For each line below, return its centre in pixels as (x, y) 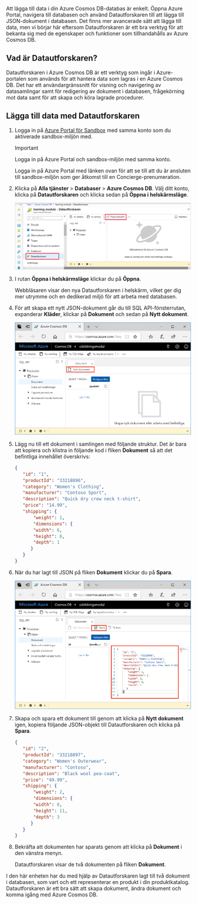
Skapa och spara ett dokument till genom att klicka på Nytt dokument (99, 719)
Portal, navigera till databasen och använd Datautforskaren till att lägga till (95, 15)
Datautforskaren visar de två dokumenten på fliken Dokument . (90, 865)
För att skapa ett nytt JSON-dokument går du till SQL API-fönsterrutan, (100, 308)
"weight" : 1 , (49, 517)
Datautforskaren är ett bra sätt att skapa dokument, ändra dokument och (94, 889)
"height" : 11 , (50, 811)
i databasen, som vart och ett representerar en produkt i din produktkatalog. (98, 882)
